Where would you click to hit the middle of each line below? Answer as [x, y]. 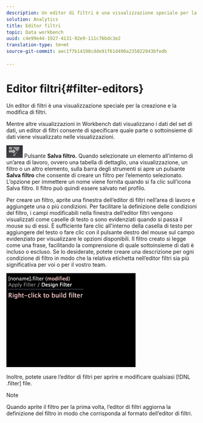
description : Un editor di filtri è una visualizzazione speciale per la [102, 13]
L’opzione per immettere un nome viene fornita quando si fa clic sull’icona [99, 181]
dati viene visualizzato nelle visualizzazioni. [61, 136]
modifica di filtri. [27, 112]
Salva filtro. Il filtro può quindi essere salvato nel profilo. [76, 188]
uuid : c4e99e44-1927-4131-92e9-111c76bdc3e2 [64, 39]
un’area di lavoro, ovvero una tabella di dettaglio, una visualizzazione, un [97, 162]
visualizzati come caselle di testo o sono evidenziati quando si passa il [94, 219]
